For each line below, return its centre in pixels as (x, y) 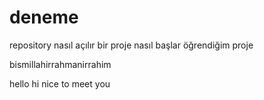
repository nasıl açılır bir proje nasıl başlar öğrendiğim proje (131, 45)
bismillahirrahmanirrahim (60, 64)
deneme (44, 17)
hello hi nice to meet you (60, 83)
